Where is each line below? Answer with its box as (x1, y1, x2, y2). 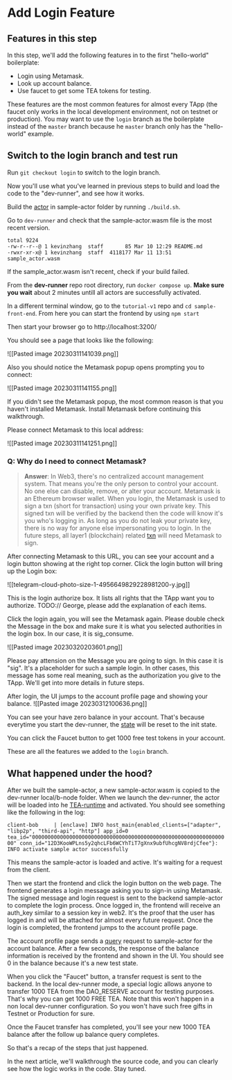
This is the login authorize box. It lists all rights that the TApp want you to (7, 594, 215, 602)
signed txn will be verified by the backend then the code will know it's (24, 509, 224, 517)
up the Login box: (7, 567, 57, 575)
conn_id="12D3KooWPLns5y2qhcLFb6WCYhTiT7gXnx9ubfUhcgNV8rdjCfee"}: (19, 839, 218, 846)
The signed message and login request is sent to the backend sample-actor (7, 894, 223, 902)
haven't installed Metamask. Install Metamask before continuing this (7, 405, 202, 413)
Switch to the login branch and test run (7, 150, 179, 161)
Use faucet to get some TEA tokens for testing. (17, 87, 151, 95)
